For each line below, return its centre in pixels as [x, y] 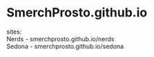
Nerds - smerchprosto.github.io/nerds [60, 38]
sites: [14, 32]
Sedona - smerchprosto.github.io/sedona [65, 46]
